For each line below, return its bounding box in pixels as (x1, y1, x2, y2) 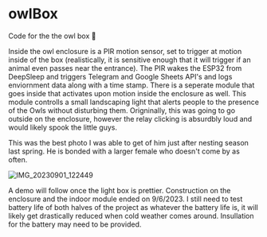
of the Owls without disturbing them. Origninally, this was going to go (8, 105, 236, 115)
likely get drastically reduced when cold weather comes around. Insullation (8, 211, 254, 220)
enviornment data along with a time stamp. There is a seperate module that (8, 80, 255, 90)
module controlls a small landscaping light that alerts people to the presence (8, 97, 259, 107)
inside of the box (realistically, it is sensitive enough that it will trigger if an (8, 55, 251, 64)
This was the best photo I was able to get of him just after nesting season (8, 138, 249, 147)
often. (8, 154, 28, 164)
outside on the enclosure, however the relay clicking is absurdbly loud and (8, 114, 253, 123)
